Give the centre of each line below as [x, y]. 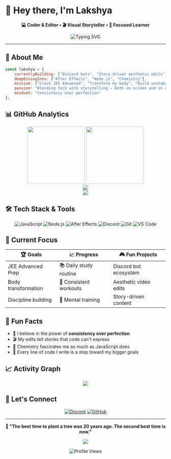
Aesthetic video [132, 282]
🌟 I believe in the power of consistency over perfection [71, 333]
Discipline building [30, 300]
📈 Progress [84, 255]
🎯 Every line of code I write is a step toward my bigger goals [76, 352]
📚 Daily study [76, 265]
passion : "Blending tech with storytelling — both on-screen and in [89, 88]
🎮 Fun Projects [138, 255]
